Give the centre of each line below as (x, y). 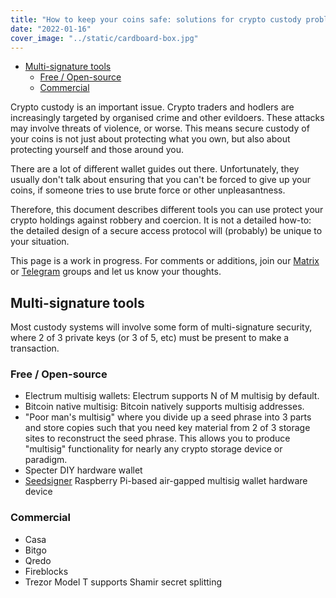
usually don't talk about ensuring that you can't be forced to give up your (160, 180)
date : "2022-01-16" (51, 29)
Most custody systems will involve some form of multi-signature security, (161, 327)
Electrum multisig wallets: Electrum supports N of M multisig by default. (172, 396)
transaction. (35, 348)
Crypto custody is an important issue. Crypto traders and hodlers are (152, 107)
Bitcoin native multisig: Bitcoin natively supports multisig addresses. (164, 407)
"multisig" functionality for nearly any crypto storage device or (153, 449)
